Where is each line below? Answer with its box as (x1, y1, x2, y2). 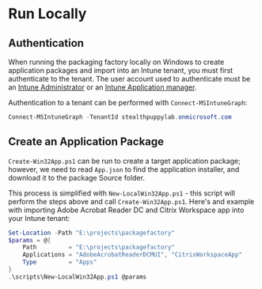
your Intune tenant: (8, 213, 70, 222)
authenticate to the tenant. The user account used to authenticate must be (8, 74, 251, 83)
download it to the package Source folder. (8, 173, 145, 182)
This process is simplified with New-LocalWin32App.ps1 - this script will (8, 188, 236, 198)
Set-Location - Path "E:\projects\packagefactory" (8, 229, 176, 237)
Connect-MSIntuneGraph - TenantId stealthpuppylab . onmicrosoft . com (8, 113, 232, 121)
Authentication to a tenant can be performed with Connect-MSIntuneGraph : (8, 98, 248, 107)
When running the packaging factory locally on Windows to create (8, 57, 225, 67)
